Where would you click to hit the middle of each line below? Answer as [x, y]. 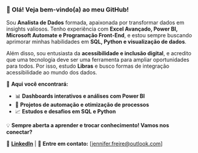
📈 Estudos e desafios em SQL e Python [65, 112]
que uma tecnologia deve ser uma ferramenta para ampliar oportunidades [98, 60]
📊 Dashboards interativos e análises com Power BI [80, 96]
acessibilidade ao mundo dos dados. [52, 73]
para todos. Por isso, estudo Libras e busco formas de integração [88, 66]
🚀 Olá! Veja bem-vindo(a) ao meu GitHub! [68, 10]
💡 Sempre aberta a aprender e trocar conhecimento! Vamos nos [88, 125]
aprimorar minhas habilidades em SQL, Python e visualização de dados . [96, 42]
